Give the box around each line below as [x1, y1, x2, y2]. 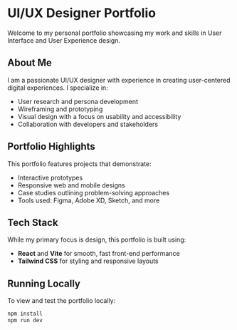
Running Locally [7, 277, 80, 289]
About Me [7, 57, 52, 69]
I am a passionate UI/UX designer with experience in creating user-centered [7, 76, 231, 84]
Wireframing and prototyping [17, 105, 103, 113]
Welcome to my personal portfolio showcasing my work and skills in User [7, 29, 222, 37]
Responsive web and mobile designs [17, 180, 126, 190]
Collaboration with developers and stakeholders [17, 120, 159, 128]
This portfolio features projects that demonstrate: [7, 159, 152, 168]
